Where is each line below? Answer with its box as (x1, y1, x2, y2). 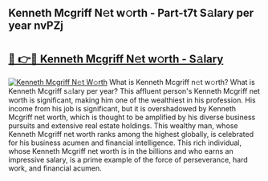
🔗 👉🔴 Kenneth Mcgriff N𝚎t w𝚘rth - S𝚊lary (8, 52, 224, 66)
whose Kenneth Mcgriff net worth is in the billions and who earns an (8, 147, 234, 155)
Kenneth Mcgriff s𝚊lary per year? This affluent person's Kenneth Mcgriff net (8, 86, 261, 95)
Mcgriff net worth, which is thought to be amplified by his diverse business (8, 112, 256, 122)
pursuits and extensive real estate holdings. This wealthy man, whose (8, 121, 238, 131)
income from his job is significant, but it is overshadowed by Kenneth (8, 104, 237, 113)
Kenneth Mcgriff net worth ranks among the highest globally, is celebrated (8, 130, 254, 139)
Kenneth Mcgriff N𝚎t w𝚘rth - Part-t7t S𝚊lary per (8, 6, 254, 20)
